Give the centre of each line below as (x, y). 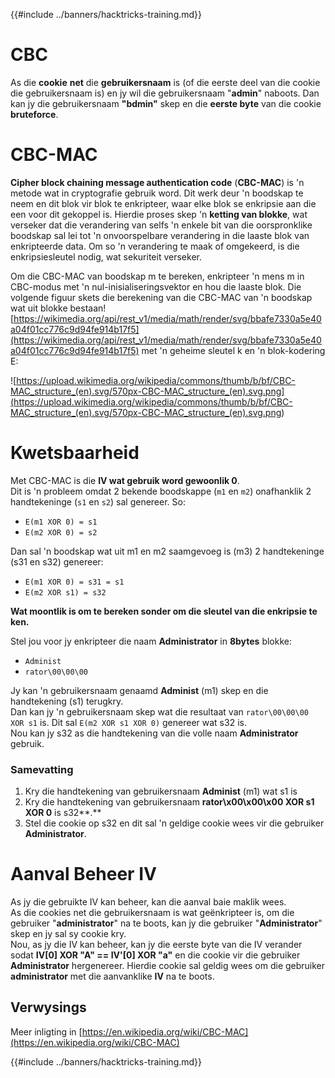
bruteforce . (34, 114)
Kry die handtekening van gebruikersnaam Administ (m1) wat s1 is (161, 791)
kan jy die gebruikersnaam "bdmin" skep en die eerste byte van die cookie (166, 103)
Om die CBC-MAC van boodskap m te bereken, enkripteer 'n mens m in (157, 276)
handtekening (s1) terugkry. (67, 701)
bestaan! (88, 308)
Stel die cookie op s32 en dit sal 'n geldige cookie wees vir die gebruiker (174, 823)
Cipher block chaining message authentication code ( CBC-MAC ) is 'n (157, 182)
